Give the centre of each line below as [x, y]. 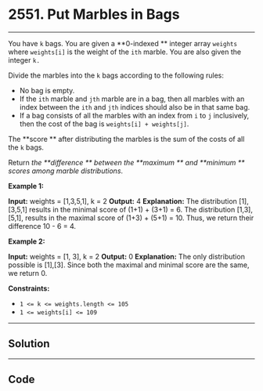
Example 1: [26, 186]
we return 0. [28, 273]
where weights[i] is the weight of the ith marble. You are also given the [124, 52]
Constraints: [29, 288]
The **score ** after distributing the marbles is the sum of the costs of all [126, 139]
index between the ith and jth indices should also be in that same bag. [135, 107]
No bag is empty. [47, 90]
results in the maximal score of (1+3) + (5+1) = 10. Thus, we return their [139, 218]
